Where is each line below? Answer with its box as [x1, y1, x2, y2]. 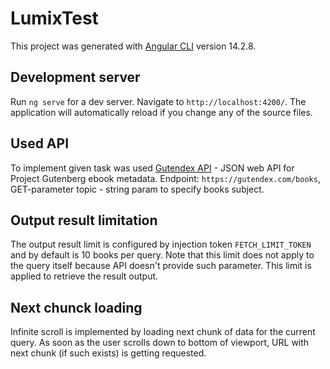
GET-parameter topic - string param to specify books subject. [10, 183, 265, 195]
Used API [10, 135, 70, 152]
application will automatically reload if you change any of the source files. [10, 106, 313, 118]
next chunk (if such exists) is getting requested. [10, 347, 207, 359]
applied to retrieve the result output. [10, 270, 159, 282]
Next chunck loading [10, 299, 143, 316]
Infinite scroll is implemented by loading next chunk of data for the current [10, 326, 316, 338]
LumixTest [10, 7, 99, 30]
